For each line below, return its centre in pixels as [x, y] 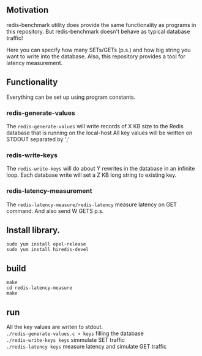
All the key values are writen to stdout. [54, 327]
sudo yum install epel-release [46, 244]
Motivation [28, 10]
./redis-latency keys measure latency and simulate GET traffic [87, 346]
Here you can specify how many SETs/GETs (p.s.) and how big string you [99, 50]
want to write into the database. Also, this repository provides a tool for [96, 56]
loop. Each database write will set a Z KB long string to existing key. [92, 175]
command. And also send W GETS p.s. [55, 211]
